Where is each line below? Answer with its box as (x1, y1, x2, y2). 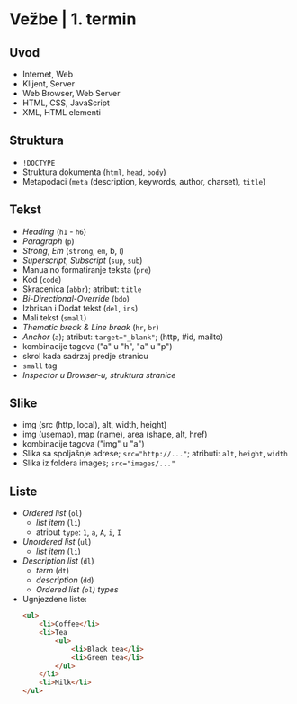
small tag (22, 360, 58, 371)
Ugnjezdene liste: (22, 594, 87, 605)
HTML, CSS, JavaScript (22, 97, 111, 108)
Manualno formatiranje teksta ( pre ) (22, 264, 152, 275)
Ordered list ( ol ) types (35, 584, 119, 595)
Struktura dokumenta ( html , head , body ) (22, 167, 166, 177)
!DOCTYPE (22, 158, 56, 167)
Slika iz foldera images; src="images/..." (22, 457, 175, 468)
